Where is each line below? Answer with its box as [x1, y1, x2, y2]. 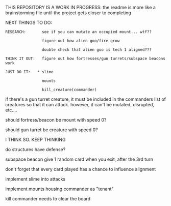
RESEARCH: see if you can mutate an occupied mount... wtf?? [5, 30, 152, 35]
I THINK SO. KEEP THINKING [5, 137, 66, 142]
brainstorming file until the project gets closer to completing [5, 10, 131, 16]
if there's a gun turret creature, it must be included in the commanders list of [5, 96, 166, 102]
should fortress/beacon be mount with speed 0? [5, 117, 107, 123]
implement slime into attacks [5, 176, 65, 182]
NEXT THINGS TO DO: [5, 20, 53, 25]
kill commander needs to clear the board [5, 196, 91, 201]
